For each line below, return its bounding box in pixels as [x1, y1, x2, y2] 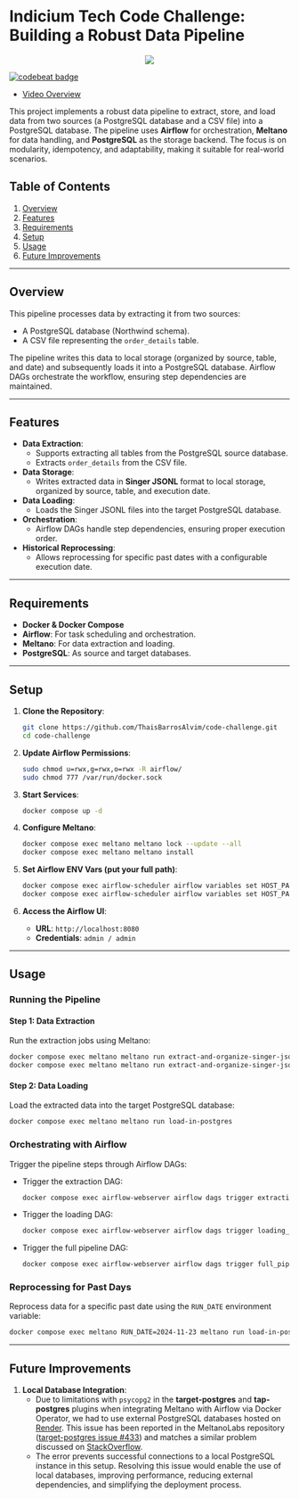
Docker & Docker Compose [21, 620, 125, 630]
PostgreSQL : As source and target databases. [21, 648, 191, 659]
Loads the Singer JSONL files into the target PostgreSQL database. [35, 505, 282, 515]
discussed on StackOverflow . [35, 1442, 143, 1453]
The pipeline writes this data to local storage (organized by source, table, [9, 352, 278, 363]
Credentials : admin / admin [35, 932, 136, 943]
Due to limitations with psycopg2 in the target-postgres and [35, 1394, 252, 1405]
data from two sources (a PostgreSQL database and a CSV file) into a [9, 115, 263, 126]
